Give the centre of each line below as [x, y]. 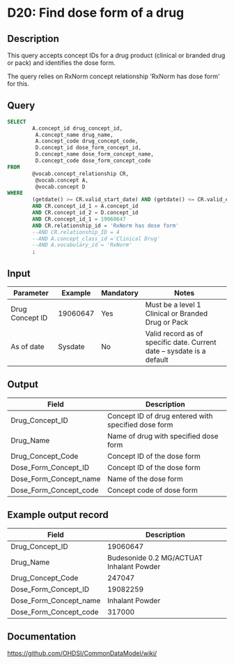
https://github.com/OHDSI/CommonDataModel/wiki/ [82, 654]
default [157, 360]
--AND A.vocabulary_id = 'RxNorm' [82, 245]
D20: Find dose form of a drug [96, 13]
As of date [28, 347]
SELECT [17, 121]
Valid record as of [174, 333]
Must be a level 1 [173, 305]
